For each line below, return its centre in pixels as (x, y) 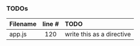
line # (51, 24)
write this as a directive (98, 34)
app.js (18, 34)
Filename (23, 24)
